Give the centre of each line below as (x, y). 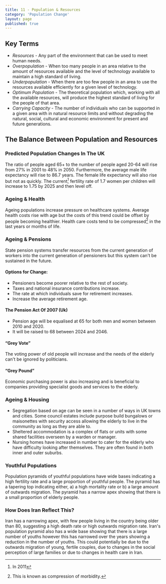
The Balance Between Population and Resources (82, 139)
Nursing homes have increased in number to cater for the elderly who (83, 442)
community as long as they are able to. (52, 426)
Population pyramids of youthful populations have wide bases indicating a (80, 477)
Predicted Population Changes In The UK (55, 154)
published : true (22, 24)
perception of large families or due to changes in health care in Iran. (74, 552)
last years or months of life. (33, 226)
